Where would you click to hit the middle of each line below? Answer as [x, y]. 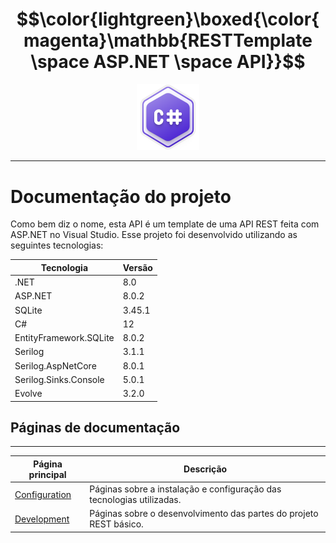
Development [42, 519]
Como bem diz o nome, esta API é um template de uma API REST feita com [165, 224]
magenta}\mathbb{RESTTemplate [168, 40]
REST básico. [116, 524]
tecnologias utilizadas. [135, 500]
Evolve [28, 394]
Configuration [43, 494]
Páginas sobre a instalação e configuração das [185, 489]
